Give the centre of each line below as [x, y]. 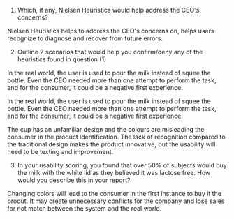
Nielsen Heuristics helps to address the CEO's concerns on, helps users [111, 31]
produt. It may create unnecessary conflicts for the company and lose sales [116, 201]
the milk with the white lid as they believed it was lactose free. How [114, 173]
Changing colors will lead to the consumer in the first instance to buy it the [115, 194]
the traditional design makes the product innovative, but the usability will [111, 144]
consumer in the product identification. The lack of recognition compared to [116, 137]
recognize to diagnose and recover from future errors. [85, 38]
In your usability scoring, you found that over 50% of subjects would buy [122, 165]
